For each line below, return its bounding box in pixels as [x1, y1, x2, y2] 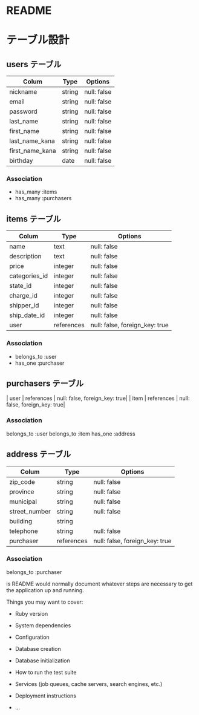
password [9, 107, 38, 116]
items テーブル [6, 214, 62, 224]
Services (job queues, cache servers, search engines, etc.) [15, 680, 163, 687]
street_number [9, 507, 51, 515]
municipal [9, 497, 38, 506]
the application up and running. [6, 586, 85, 593]
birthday [9, 157, 33, 165]
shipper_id [9, 301, 39, 310]
